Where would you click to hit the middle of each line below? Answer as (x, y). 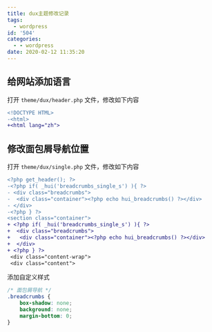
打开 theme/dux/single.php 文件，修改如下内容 (73, 167)
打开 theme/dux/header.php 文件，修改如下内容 (73, 99)
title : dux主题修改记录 (38, 13)
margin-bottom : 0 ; (46, 316)
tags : (15, 20)
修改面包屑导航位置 (48, 149)
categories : (24, 39)
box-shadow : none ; (46, 303)
